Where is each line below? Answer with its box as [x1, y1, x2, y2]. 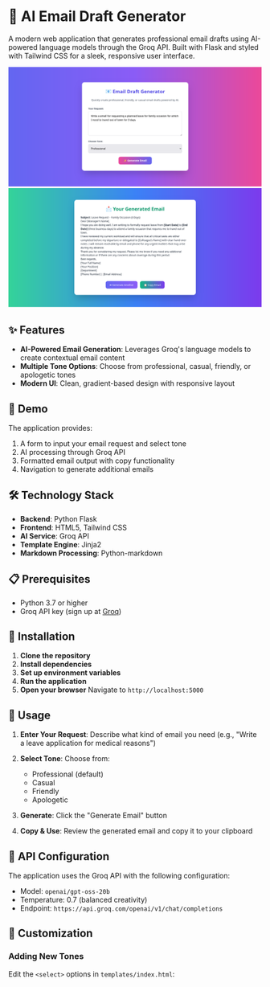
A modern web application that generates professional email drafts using [8, 34, 249, 43]
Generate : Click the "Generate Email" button [19, 811, 167, 821]
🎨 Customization [8, 927, 93, 940]
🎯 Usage [8, 708, 51, 722]
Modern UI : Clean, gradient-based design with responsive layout [19, 379, 235, 388]
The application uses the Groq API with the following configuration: [8, 871, 231, 881]
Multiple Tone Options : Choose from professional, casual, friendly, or [19, 362, 252, 371]
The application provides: [8, 424, 92, 432]
